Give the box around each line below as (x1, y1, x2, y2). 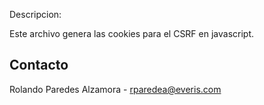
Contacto (9, 57, 69, 74)
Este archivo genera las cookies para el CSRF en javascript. (9, 28, 255, 39)
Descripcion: (9, 9, 62, 20)
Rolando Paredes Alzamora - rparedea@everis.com (9, 83, 222, 95)
